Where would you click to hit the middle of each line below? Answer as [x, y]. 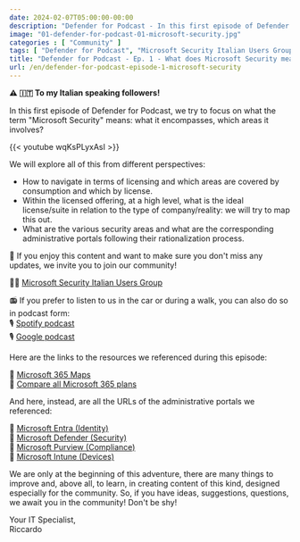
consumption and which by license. [87, 191]
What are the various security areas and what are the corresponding [148, 229]
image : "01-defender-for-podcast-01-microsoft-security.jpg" [125, 34]
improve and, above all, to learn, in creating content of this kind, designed [145, 483]
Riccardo [26, 529]
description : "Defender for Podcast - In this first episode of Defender [150, 26]
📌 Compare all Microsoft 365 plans [73, 384]
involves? [27, 129]
